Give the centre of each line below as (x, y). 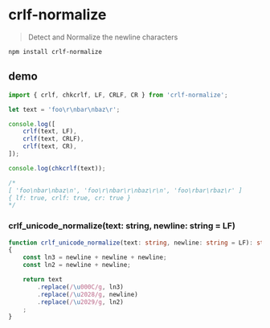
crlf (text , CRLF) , (53, 139)
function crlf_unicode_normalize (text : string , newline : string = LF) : (131, 243)
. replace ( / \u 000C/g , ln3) (81, 287)
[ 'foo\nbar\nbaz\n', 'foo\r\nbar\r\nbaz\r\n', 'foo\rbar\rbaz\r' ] (125, 191)
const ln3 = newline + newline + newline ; (95, 258)
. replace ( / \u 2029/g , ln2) (81, 302)
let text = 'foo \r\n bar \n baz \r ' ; (64, 109)
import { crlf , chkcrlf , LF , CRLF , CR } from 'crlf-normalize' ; (118, 95)
